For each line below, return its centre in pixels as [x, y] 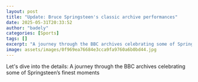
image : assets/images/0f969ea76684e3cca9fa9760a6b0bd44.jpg [82, 50]
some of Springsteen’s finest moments [53, 72]
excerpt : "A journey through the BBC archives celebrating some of [91, 45]
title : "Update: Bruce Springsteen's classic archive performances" [92, 17]
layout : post [22, 11]
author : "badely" [27, 28]
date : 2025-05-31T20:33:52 [39, 22]
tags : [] [17, 39]
